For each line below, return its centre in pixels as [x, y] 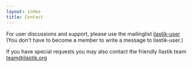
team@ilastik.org [27, 58]
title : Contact [25, 17]
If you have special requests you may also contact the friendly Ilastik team [96, 51]
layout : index [24, 11]
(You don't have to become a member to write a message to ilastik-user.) [95, 40]
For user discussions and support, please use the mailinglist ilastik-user [93, 33]
